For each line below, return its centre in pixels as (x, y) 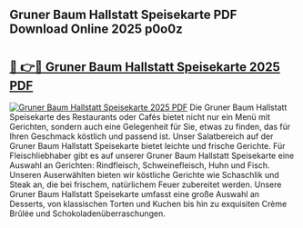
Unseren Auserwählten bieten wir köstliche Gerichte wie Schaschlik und (144, 175)
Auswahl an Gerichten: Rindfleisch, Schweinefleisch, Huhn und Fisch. (140, 165)
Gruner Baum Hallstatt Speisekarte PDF (123, 15)
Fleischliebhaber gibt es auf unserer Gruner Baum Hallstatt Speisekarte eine (152, 155)
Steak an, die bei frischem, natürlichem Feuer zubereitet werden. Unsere (146, 184)
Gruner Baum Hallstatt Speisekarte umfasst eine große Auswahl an (135, 194)
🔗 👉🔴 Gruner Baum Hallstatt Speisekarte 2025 (145, 67)
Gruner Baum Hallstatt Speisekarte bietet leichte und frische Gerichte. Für (147, 146)
